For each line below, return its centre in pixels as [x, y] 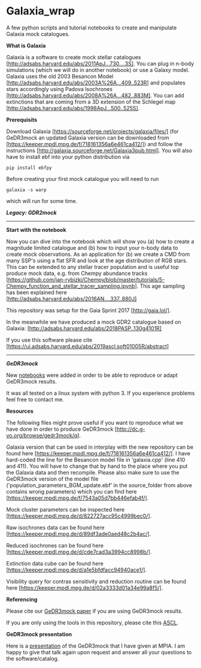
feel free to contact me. [35, 399]
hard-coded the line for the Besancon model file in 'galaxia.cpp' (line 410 [96, 460]
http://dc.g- [131, 429]
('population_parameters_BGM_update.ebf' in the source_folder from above [99, 485]
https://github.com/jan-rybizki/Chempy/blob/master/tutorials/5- [86, 279]
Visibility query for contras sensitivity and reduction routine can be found [96, 581]
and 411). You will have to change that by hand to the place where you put [97, 466]
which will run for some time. [42, 201]
